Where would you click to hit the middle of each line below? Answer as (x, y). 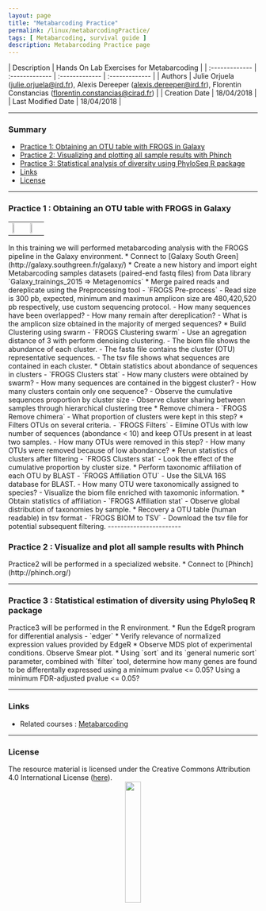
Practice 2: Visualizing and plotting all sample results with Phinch (125, 155)
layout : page (30, 15)
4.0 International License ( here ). (61, 777)
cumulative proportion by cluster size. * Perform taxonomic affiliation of (125, 467)
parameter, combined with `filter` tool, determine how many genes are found (133, 662)
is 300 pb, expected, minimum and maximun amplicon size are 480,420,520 (133, 298)
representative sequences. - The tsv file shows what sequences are (119, 357)
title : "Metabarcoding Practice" (63, 23)
